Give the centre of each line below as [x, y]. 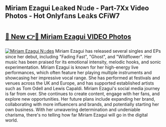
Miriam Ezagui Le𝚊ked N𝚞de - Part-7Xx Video [77, 8]
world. [12, 120]
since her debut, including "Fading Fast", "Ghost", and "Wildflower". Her [79, 57]
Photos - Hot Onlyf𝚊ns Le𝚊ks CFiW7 [62, 16]
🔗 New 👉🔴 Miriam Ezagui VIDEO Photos [68, 37]
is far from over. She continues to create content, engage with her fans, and [83, 94]
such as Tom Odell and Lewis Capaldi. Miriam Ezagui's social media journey [83, 88]
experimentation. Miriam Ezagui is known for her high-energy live [72, 67]
